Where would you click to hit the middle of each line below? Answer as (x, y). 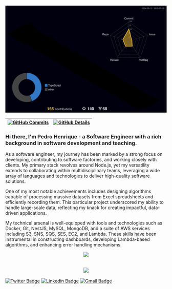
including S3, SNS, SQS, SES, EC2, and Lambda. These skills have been (81, 234)
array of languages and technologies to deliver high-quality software (78, 176)
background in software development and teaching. (71, 143)
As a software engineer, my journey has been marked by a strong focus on (84, 154)
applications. (33, 213)
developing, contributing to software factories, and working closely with (81, 160)
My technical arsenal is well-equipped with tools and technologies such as (84, 223)
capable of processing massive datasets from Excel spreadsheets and (79, 197)
